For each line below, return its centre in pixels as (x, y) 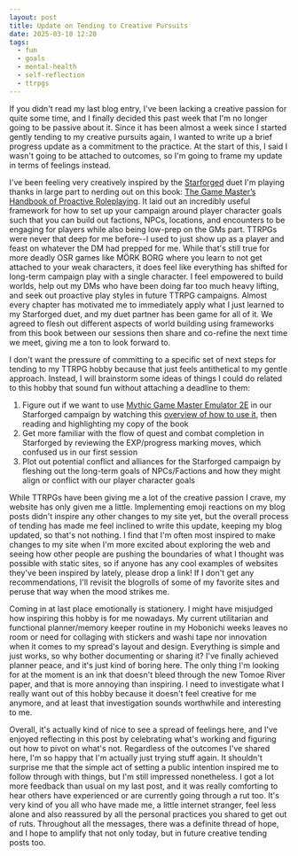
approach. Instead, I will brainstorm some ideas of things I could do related (146, 378)
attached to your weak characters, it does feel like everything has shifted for (149, 267)
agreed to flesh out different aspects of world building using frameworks (142, 323)
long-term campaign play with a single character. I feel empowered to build (146, 276)
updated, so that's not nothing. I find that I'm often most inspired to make (142, 535)
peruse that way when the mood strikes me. (90, 591)
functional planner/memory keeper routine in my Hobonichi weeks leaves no (149, 627)
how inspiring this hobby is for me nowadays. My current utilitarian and (139, 618)
